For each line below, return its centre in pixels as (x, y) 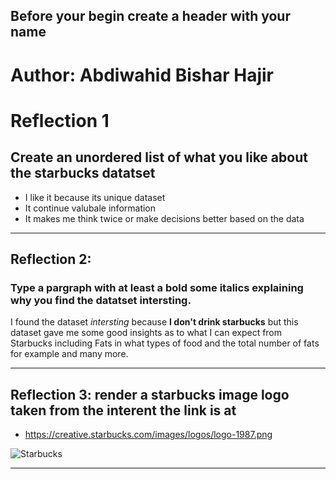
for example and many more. (69, 354)
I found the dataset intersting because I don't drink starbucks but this (154, 322)
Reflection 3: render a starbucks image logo (150, 394)
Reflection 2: (51, 259)
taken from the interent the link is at (123, 410)
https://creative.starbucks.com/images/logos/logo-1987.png (148, 435)
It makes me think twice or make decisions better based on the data (164, 218)
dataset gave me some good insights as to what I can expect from (146, 333)
